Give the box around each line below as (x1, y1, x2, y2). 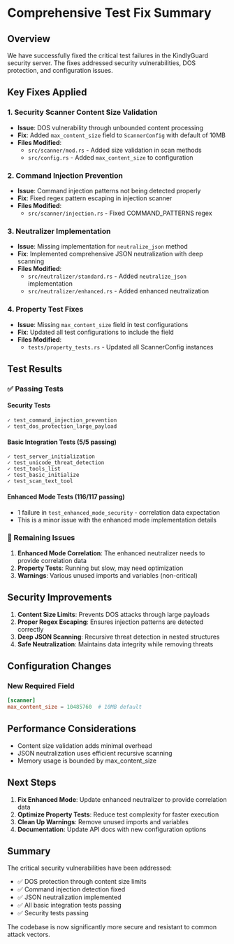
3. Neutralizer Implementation (7, 226, 111, 236)
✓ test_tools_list (7, 466, 61, 473)
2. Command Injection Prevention (7, 170, 124, 180)
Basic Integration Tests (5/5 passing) (7, 438, 117, 446)
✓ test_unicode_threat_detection (7, 459, 105, 466)
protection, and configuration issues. (7, 67, 113, 74)
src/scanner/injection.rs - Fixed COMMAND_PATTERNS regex (27, 209, 212, 217)
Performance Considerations (7, 723, 136, 735)
